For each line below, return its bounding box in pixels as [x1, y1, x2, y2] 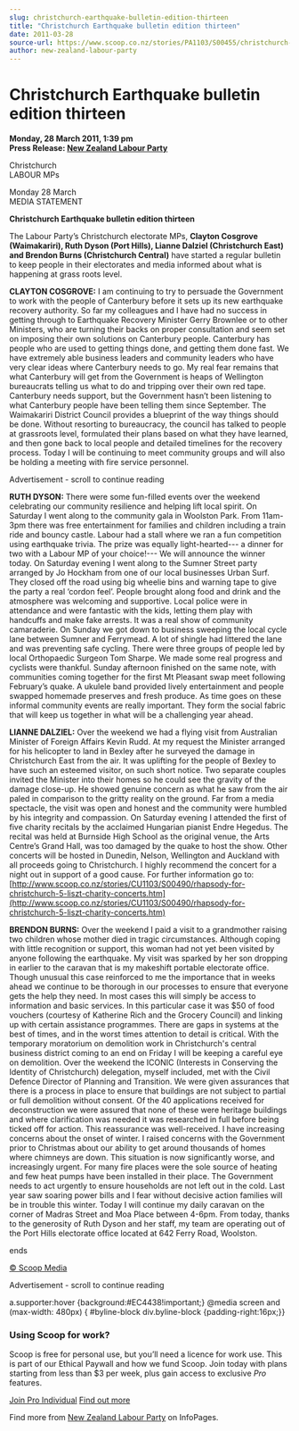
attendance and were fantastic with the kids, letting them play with [9, 605, 254, 616]
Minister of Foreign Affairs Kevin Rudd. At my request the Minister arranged [9, 736, 286, 747]
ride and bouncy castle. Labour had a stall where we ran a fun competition [9, 529, 282, 540]
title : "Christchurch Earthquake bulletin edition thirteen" [9, 21, 241, 30]
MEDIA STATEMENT [9, 196, 83, 207]
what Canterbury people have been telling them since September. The [9, 400, 267, 411]
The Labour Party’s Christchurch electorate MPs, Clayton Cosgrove [9, 231, 258, 242]
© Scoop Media [9, 1262, 68, 1273]
